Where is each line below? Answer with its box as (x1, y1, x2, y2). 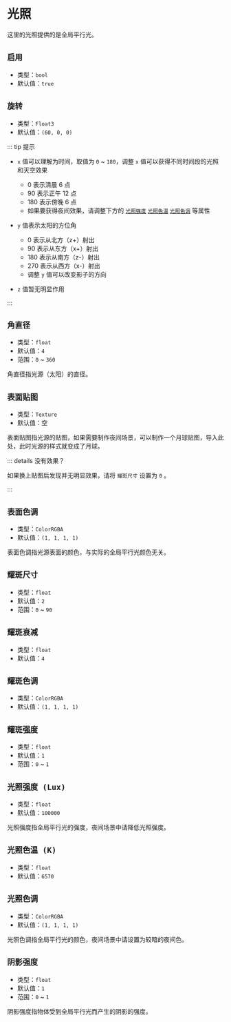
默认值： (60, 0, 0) (16, 128, 73, 136)
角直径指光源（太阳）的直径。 (7, 370, 91, 378)
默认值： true (16, 79, 54, 87)
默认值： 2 (16, 596, 45, 605)
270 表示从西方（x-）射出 (27, 262, 101, 270)
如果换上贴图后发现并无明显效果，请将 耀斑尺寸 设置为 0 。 (7, 471, 170, 480)
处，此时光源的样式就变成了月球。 (7, 442, 104, 451)
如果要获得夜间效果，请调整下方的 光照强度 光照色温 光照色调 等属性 (27, 206, 211, 215)
